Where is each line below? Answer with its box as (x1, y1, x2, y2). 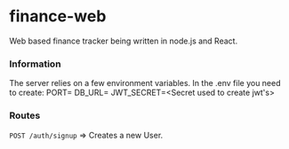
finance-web (9, 6, 107, 27)
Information (9, 58, 61, 70)
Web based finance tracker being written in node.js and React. (9, 35, 238, 46)
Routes (9, 109, 41, 122)
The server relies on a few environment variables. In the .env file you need (9, 78, 282, 89)
